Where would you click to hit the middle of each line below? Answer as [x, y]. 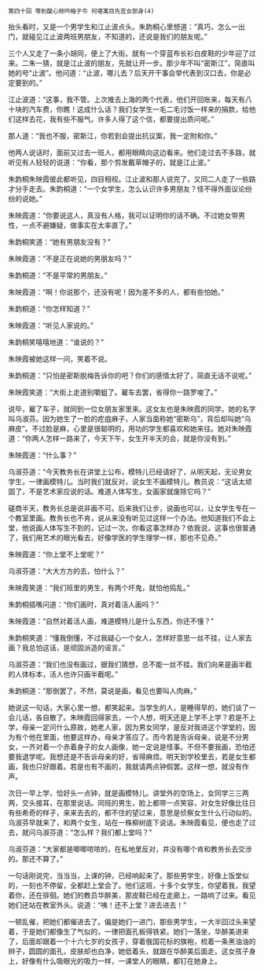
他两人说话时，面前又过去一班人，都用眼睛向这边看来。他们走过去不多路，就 [132, 152]
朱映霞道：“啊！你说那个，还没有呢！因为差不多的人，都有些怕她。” [116, 292]
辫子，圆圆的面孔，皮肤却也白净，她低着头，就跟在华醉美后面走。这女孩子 [128, 951]
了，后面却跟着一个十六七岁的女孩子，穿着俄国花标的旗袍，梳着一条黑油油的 [132, 941]
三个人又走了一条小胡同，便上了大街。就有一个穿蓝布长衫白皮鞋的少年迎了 [128, 53]
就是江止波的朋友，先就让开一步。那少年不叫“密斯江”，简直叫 [156, 63]
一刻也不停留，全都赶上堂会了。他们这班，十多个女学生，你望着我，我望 [139, 885]
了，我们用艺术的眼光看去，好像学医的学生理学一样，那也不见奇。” [115, 538]
